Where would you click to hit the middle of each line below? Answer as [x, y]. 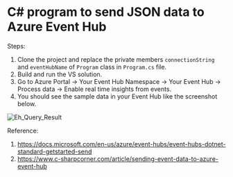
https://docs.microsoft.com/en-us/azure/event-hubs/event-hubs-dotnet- [121, 144]
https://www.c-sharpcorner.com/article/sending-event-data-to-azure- [118, 159]
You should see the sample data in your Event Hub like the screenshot [117, 96]
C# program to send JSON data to [106, 12]
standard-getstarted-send [54, 151]
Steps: [16, 46]
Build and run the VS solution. [60, 74]
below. [27, 103]
